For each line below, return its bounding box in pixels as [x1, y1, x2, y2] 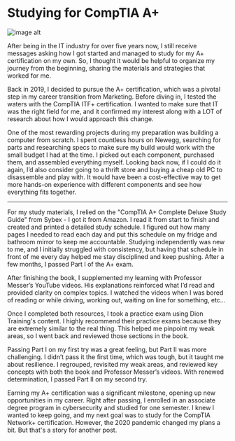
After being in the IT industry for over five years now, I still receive [7, 41, 197, 50]
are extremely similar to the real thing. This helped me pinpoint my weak [7, 324, 215, 332]
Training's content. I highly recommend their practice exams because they [7, 316, 222, 325]
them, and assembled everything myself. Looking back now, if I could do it [7, 157, 222, 166]
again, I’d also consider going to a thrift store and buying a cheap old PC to [7, 165, 222, 174]
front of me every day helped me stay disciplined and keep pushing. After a [7, 252, 225, 260]
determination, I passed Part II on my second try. [7, 374, 148, 383]
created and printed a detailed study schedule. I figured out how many [7, 223, 211, 231]
